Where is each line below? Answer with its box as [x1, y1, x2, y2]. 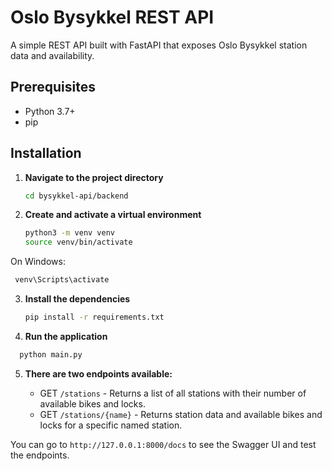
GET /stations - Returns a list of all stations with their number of [39, 387, 307, 399]
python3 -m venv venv [24, 228, 116, 238]
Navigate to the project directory [24, 171, 164, 183]
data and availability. [10, 49, 95, 61]
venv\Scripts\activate [14, 275, 110, 285]
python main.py [19, 349, 83, 360]
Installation [10, 145, 82, 162]
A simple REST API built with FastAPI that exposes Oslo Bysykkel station [10, 39, 308, 51]
